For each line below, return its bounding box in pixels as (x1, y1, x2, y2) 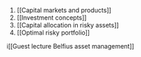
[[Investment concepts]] (16, 13, 87, 22)
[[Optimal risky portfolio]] (16, 28, 90, 37)
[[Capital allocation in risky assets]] (16, 21, 119, 29)
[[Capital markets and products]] (16, 6, 112, 14)
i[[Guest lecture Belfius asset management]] (6, 42, 135, 50)
